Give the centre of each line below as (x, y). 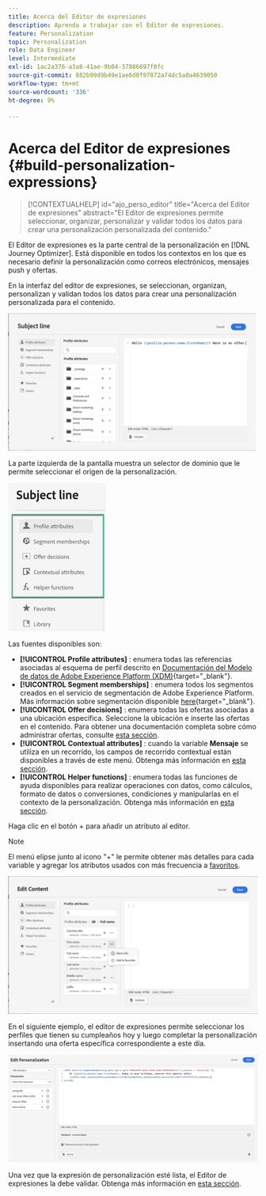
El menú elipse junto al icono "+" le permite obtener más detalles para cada (131, 856)
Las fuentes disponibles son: (55, 644)
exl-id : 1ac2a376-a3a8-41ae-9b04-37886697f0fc (86, 67)
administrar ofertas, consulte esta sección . (89, 735)
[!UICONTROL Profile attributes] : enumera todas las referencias (125, 659)
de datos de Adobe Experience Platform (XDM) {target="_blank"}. (126, 676)
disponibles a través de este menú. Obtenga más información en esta (133, 760)
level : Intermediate (42, 59)
